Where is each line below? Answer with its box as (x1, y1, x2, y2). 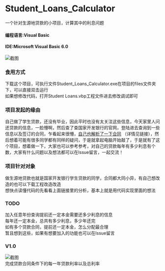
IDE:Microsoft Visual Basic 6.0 (5, 44, 69, 50)
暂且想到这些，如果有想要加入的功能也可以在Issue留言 (5, 230, 115, 236)
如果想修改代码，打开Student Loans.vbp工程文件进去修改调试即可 (5, 93, 138, 99)
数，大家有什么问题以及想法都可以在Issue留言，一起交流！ (5, 150, 124, 155)
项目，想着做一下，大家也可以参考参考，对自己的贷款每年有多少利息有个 (9, 143, 156, 149)
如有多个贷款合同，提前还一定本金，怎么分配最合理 (5, 224, 109, 230)
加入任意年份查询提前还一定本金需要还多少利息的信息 (5, 211, 113, 217)
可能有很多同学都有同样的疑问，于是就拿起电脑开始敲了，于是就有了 (18, 137, 156, 143)
